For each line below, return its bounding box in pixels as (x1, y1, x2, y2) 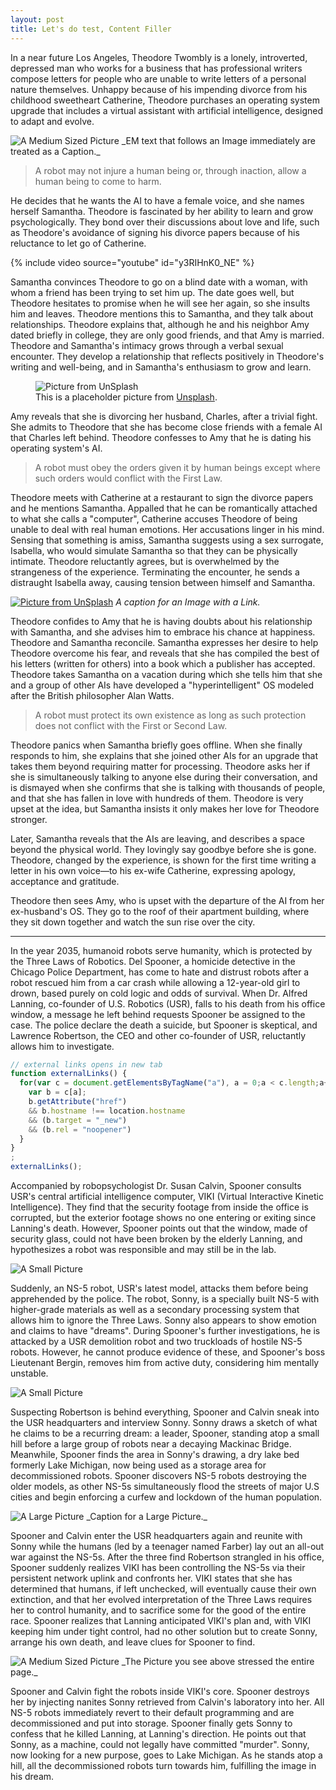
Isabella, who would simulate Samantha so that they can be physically (10, 544, 298, 556)
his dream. (10, 1771, 55, 1782)
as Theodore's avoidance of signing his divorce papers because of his (10, 226, 300, 238)
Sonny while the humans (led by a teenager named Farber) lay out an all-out (10, 1541, 325, 1552)
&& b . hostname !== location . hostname (28, 1106, 186, 1116)
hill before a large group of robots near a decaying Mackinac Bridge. (10, 1438, 292, 1450)
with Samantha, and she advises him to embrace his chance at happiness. (10, 626, 316, 638)
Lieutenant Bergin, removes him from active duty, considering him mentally (10, 1357, 320, 1368)
